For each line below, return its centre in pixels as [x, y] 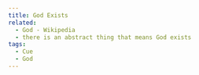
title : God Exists [38, 15]
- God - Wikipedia [46, 30]
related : [22, 23]
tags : [17, 45]
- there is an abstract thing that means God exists [103, 37]
